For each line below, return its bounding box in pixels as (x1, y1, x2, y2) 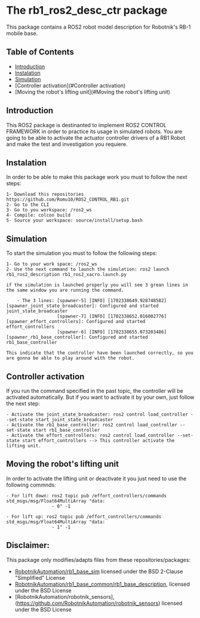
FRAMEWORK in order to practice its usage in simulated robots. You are (6, 128, 183, 135)
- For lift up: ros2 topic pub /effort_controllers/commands (6, 514, 162, 519)
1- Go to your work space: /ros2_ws (6, 261, 97, 268)
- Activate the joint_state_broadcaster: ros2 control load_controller (6, 411, 188, 417)
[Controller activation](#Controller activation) (14, 82, 126, 89)
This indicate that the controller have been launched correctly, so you (6, 350, 194, 356)
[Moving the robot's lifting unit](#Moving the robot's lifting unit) (14, 88, 171, 96)
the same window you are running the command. (6, 287, 124, 293)
